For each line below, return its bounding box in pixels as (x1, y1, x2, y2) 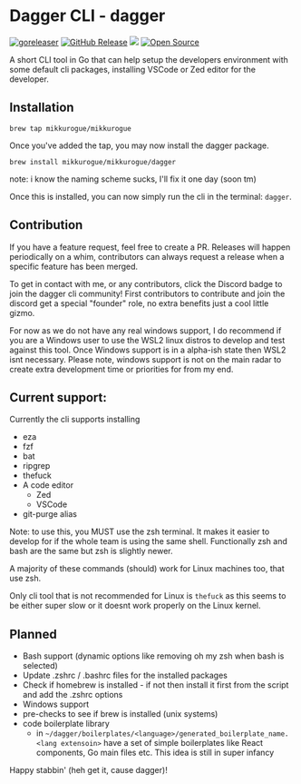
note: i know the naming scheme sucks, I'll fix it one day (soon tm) (9, 174, 257, 184)
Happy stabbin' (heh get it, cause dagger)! (9, 765, 168, 776)
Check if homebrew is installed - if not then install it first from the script (22, 680, 289, 690)
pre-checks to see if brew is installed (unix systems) (22, 709, 218, 719)
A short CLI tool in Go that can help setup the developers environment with (9, 54, 288, 65)
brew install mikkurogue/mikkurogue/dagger (9, 157, 177, 166)
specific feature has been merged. (9, 261, 139, 272)
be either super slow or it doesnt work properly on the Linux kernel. (9, 600, 261, 611)
